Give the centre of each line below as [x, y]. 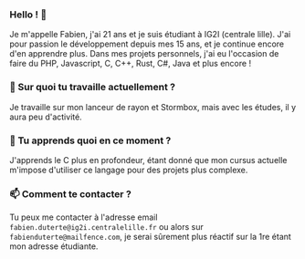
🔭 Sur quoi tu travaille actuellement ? [93, 88]
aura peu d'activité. [46, 117]
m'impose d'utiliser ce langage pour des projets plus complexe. [129, 170]
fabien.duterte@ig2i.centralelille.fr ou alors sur [106, 227]
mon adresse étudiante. [54, 246]
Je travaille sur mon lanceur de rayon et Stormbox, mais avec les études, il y [153, 107]
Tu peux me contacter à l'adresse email [84, 217]
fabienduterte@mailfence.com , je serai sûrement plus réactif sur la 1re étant [151, 237]
